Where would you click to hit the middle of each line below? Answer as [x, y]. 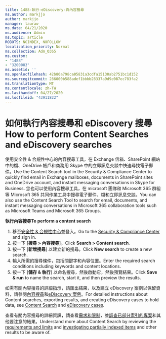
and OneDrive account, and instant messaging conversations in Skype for [80, 183]
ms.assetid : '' [21, 70]
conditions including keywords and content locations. [66, 267]
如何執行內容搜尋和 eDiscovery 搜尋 [79, 123]
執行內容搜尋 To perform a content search [48, 221]
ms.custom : [16, 56]
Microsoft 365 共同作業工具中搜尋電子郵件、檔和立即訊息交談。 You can [83, 195]
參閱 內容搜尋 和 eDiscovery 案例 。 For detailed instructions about [83, 294]
